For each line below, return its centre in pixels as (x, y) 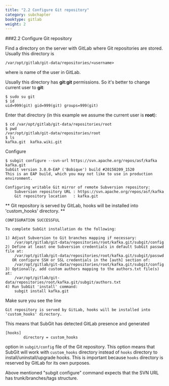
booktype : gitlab (24, 19)
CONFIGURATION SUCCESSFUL (32, 220)
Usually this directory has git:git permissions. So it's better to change (78, 82)
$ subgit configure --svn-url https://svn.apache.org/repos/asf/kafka (81, 161)
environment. (19, 179)
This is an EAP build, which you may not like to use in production (79, 174)
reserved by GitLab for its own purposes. (48, 363)
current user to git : (25, 88)
